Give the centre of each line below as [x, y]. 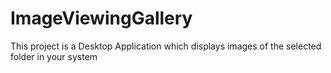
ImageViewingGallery [101, 18]
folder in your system [54, 56]
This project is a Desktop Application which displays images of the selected [166, 46]
